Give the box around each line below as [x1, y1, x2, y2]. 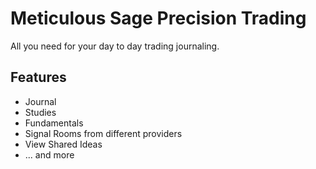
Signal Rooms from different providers [24, 127, 183, 139]
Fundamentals [24, 117, 84, 129]
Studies [24, 106, 57, 118]
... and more [24, 148, 75, 161]
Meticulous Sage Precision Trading [10, 7, 307, 30]
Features [10, 69, 67, 86]
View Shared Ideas [24, 138, 103, 150]
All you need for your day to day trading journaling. [10, 40, 220, 52]
